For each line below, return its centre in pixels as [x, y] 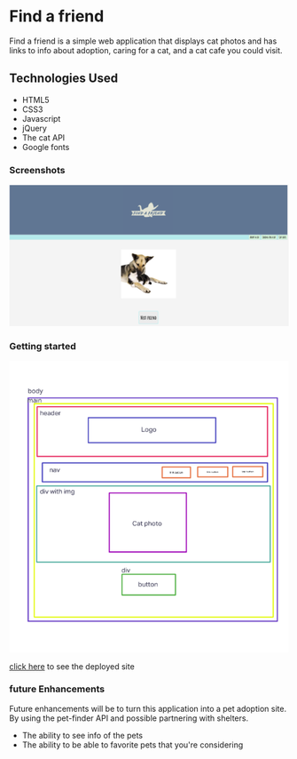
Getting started [43, 346]
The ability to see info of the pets [82, 735]
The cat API [43, 137]
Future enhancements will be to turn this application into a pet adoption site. [148, 708]
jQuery [34, 128]
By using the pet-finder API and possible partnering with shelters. [129, 718]
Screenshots [37, 170]
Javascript [41, 118]
